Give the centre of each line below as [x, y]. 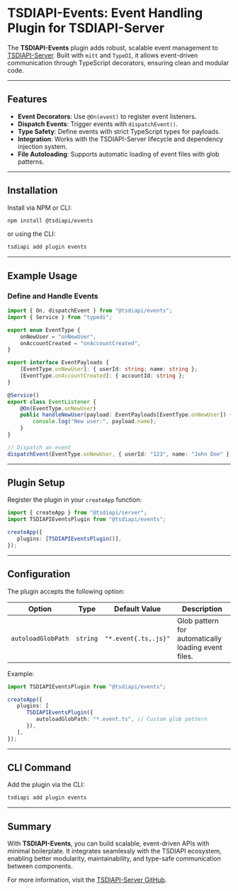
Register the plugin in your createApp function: [75, 500]
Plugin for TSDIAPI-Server [86, 28]
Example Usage [42, 275]
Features [27, 100]
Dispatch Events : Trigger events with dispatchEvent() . [98, 124]
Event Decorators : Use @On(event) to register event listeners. [107, 116]
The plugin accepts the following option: [66, 591]
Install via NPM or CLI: [40, 208]
